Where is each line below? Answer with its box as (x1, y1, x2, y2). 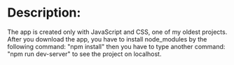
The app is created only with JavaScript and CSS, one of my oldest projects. (7, 28, 228, 36)
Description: (7, 5, 81, 21)
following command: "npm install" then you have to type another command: (7, 42, 226, 50)
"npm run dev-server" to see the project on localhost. (7, 50, 162, 58)
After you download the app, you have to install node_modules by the (7, 35, 207, 43)
